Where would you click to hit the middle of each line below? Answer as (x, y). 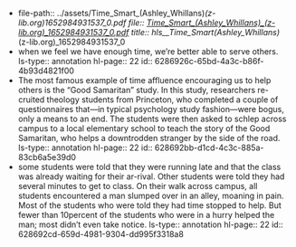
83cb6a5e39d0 (47, 157)
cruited (31, 100)
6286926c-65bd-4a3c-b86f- (209, 61)
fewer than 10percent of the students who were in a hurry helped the (146, 215)
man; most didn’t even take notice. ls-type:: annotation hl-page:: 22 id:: (150, 224)
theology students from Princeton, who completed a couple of (162, 100)
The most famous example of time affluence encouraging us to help (144, 80)
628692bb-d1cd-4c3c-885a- (209, 147)
